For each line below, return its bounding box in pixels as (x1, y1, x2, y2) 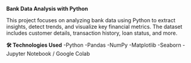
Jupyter (6, 50, 26, 57)
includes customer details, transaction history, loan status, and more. (6, 29, 178, 37)
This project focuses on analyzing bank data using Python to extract (6, 17, 176, 23)
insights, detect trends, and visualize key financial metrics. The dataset (6, 23, 183, 30)
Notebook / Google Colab (27, 50, 90, 57)
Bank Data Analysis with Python (6, 5, 89, 12)
